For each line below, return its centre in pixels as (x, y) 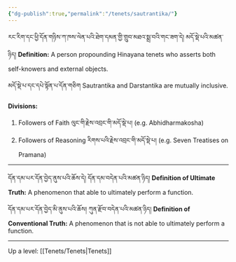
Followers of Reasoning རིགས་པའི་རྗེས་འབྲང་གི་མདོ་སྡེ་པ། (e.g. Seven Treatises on (123, 140)
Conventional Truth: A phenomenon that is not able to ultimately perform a (116, 223)
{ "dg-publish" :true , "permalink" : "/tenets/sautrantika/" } (93, 14)
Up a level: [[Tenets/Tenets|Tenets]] (60, 251)
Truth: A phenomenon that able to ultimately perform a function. (101, 192)
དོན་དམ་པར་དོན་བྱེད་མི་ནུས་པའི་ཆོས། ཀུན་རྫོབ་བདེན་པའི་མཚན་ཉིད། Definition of (99, 209)
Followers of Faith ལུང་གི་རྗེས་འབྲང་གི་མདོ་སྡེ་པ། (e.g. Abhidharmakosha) (111, 123)
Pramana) (32, 154)
